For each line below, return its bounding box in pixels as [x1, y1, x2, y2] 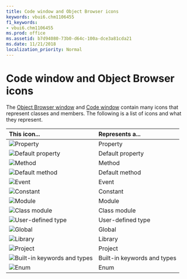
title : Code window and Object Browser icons [6, 8, 119, 15]
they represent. [6, 116, 43, 123]
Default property [98, 149, 144, 157]
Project [98, 244, 119, 252]
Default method [98, 168, 141, 176]
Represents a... [98, 130, 141, 138]
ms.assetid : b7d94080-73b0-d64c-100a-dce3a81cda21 [6, 36, 132, 42]
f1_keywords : [6, 19, 38, 25]
